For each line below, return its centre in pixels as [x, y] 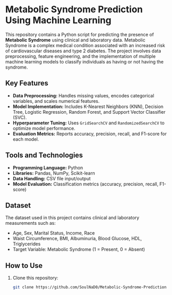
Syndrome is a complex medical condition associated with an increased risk [85, 45]
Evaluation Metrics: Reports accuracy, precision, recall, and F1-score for [90, 134]
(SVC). [20, 117]
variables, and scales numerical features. [56, 101]
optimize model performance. [44, 128]
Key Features [27, 83]
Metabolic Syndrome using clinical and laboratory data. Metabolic [76, 40]
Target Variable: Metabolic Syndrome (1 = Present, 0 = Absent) [79, 249]
